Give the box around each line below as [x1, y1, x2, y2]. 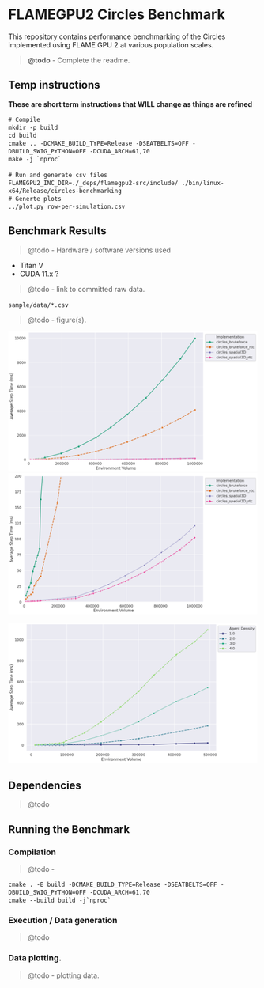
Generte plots [15, 195, 62, 203]
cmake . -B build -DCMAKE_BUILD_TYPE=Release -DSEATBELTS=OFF [8, 880, 217, 888]
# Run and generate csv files [8, 171, 108, 179]
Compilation [8, 846, 57, 857]
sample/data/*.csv [8, 301, 69, 309]
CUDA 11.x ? [19, 269, 59, 278]
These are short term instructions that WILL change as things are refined [8, 99, 253, 108]
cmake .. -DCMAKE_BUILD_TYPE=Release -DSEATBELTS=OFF [8, 139, 190, 147]
